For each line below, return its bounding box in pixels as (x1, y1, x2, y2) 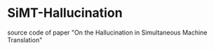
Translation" (7, 35, 43, 44)
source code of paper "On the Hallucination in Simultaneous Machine (7, 28, 208, 37)
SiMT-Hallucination (7, 5, 123, 21)
